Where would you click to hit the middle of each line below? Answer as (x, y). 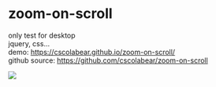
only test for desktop (42, 35)
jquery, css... (29, 43)
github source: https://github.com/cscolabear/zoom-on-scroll (108, 60)
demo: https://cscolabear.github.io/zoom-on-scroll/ (92, 52)
